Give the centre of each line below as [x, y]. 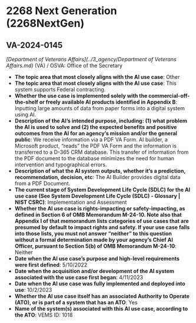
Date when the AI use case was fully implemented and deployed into [100, 284]
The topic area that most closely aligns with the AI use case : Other [97, 77]
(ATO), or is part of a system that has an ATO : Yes [76, 302]
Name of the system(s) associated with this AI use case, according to [101, 309]
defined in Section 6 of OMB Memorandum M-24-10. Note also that [98, 215]
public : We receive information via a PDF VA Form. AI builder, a [91, 139]
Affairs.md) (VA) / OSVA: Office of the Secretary [64, 65]
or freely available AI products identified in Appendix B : [108, 102]
